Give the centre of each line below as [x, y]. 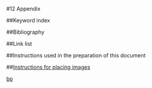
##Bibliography [25, 32]
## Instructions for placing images [48, 67]
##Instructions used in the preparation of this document [76, 55]
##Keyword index [28, 20]
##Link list [19, 44]
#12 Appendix [23, 9]
